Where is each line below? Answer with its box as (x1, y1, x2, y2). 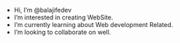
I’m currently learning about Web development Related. (13, 21, 174, 28)
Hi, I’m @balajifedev (13, 6, 72, 14)
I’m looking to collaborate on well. (13, 28, 111, 36)
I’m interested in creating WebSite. (13, 13, 113, 21)
